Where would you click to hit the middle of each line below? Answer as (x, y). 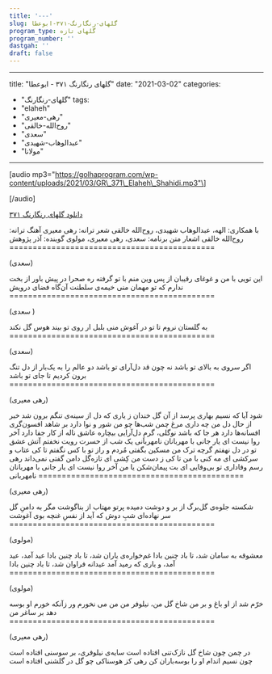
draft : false (31, 53)
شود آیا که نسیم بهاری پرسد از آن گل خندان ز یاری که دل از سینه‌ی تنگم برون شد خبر (136, 415)
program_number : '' (42, 38)
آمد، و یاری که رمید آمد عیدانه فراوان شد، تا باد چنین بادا (92, 564)
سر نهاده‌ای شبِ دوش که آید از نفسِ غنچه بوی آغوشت (90, 515)
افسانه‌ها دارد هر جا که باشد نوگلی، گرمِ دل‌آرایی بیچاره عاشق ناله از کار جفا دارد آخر (135, 432)
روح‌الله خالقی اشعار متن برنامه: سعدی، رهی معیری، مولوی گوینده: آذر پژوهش (126, 238)
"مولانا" (32, 151)
